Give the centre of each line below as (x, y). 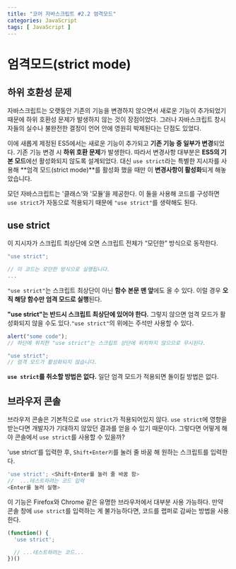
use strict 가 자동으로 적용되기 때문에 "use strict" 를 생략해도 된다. (102, 203)
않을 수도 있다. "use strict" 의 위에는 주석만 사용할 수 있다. (113, 323)
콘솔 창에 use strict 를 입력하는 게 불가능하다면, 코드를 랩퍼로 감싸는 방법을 (112, 510)
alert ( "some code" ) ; (38, 336)
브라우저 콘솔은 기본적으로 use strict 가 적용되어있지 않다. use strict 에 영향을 (117, 420)
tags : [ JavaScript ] (39, 27)
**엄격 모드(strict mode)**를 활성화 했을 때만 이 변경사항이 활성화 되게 (117, 170)
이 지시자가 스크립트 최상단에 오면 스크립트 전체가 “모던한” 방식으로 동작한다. (113, 243)
